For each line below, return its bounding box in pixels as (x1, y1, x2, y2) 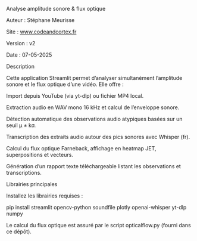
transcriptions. (6, 169, 42, 176)
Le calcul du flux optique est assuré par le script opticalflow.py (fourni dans (6, 222, 192, 228)
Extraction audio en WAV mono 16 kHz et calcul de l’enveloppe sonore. (6, 104, 180, 111)
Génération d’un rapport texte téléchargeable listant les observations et (6, 163, 182, 169)
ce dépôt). (6, 228, 32, 235)
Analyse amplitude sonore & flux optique (6, 5, 106, 12)
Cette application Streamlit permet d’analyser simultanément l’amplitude (6, 75, 183, 81)
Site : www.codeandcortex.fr (6, 28, 77, 35)
